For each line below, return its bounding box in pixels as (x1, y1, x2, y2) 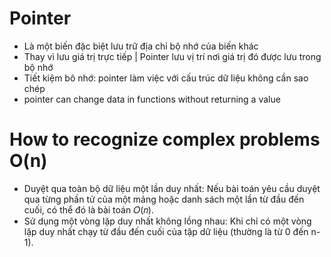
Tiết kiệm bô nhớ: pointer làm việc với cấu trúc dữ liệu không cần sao (23, 72, 309, 84)
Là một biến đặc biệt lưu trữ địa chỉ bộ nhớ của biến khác (23, 40, 259, 52)
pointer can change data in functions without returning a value (23, 93, 281, 105)
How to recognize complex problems (9, 128, 321, 151)
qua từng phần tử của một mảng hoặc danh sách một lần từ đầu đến (23, 193, 305, 205)
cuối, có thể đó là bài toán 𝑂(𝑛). (23, 203, 154, 216)
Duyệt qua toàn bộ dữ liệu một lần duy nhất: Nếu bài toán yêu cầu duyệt (23, 182, 321, 194)
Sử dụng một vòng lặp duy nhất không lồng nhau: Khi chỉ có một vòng (23, 215, 312, 227)
